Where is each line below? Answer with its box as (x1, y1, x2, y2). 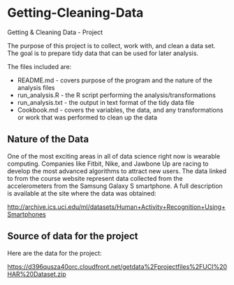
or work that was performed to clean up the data (17, 113, 158, 122)
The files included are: (7, 62, 72, 71)
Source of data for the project (7, 231, 138, 242)
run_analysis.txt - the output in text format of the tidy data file (17, 98, 195, 106)
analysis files (17, 83, 55, 92)
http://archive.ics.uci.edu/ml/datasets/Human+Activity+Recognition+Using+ (7, 203, 226, 211)
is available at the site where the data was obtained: (7, 189, 156, 197)
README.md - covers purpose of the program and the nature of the (17, 75, 213, 85)
